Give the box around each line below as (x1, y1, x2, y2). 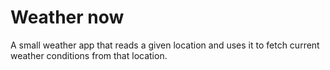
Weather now (10, 6, 125, 29)
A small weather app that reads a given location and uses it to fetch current (10, 39, 320, 51)
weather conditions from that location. (10, 49, 168, 61)
